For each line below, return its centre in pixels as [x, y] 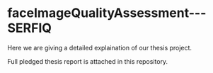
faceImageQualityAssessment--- [107, 13]
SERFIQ [29, 28]
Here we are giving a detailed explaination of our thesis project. [100, 47]
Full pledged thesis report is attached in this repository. [88, 61]
